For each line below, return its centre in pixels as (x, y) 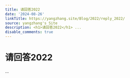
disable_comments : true (29, 32)
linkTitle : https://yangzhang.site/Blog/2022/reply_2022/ (65, 18)
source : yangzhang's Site (31, 23)
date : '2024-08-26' (25, 14)
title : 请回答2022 (23, 9)
